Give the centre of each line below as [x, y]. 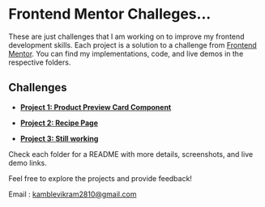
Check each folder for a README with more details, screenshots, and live [131, 154]
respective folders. [40, 62]
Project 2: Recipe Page [59, 123]
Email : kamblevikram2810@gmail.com [73, 194]
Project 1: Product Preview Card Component [96, 107]
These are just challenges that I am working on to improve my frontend [126, 36]
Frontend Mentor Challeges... [110, 14]
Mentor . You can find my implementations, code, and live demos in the [126, 53]
